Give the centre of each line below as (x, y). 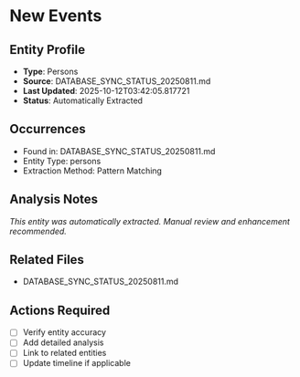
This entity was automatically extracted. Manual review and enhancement (150, 221)
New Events (56, 16)
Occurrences (48, 129)
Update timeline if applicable (76, 363)
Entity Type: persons (62, 161)
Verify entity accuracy (64, 332)
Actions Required (60, 310)
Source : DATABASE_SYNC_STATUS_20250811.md (117, 81)
